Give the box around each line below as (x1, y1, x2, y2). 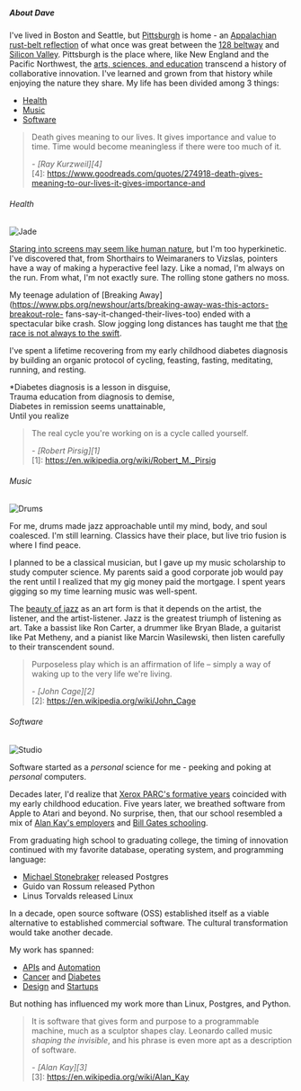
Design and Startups (22, 980, 99, 991)
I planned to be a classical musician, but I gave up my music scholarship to (9, 558, 286, 568)
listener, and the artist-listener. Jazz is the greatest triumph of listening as (9, 613, 282, 624)
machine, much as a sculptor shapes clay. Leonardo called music (31, 1025, 273, 1036)
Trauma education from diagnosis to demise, (9, 391, 175, 402)
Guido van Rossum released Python (22, 881, 155, 891)
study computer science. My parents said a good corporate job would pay (9, 567, 284, 577)
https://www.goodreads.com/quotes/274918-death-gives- (47, 167, 263, 179)
